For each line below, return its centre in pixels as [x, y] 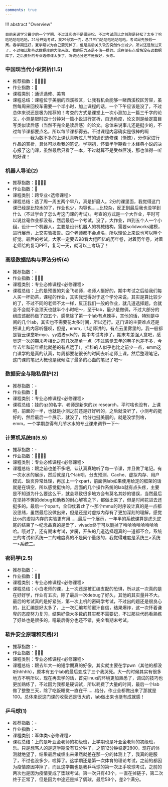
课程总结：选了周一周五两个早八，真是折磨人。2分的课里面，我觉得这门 [86, 202]
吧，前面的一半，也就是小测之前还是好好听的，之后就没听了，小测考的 [85, 411]
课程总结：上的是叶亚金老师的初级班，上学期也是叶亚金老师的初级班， [85, 742]
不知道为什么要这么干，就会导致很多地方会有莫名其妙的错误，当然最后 [89, 494]
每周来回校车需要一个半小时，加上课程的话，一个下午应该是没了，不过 [89, 106]
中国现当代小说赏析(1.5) [34, 69]
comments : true [21, 10]
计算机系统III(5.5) [26, 438]
